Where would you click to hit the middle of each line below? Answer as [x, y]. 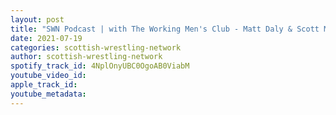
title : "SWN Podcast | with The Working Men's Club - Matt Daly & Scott [165, 29]
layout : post [37, 19]
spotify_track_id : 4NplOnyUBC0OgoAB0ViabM [100, 66]
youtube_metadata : [48, 94]
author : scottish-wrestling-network [86, 57]
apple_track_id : [44, 85]
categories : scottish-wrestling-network [96, 47]
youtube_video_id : [48, 76]
